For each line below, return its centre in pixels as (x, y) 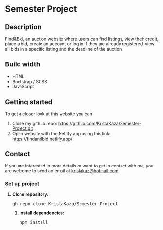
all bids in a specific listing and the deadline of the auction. (64, 49)
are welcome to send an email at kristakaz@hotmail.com (62, 171)
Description (23, 27)
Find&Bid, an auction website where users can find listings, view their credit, (82, 39)
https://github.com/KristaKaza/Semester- (100, 123)
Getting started (29, 102)
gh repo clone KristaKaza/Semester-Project (65, 203)
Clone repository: (30, 194)
